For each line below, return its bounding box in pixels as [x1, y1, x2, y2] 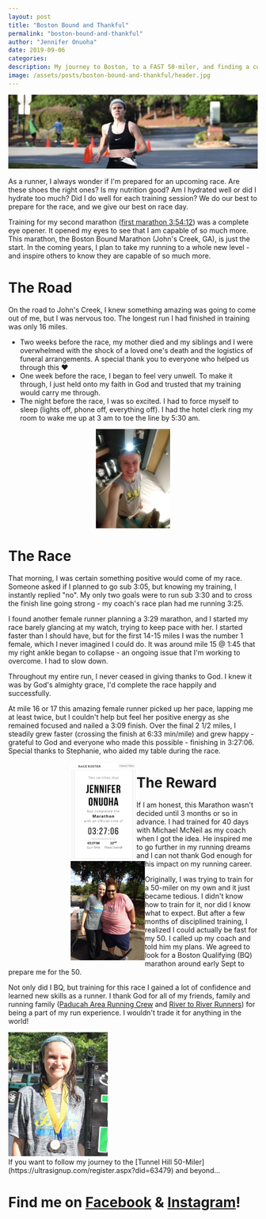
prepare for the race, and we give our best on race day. [8, 202, 188, 211]
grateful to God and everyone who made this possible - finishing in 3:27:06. [8, 737, 255, 747]
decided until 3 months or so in [136, 808, 237, 817]
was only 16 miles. [8, 321, 68, 331]
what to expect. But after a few [145, 908, 245, 917]
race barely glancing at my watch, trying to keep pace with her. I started [8, 622, 243, 632]
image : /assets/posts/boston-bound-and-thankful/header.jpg [8, 71, 211, 79]
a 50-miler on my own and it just [145, 883, 251, 892]
